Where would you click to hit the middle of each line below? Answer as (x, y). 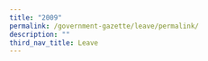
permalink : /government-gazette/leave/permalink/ (104, 26)
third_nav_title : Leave (54, 43)
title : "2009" (36, 17)
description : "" (40, 34)
